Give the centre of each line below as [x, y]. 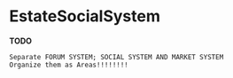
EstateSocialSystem [85, 16]
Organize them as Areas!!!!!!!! [69, 65]
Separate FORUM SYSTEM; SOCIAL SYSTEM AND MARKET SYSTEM [116, 57]
